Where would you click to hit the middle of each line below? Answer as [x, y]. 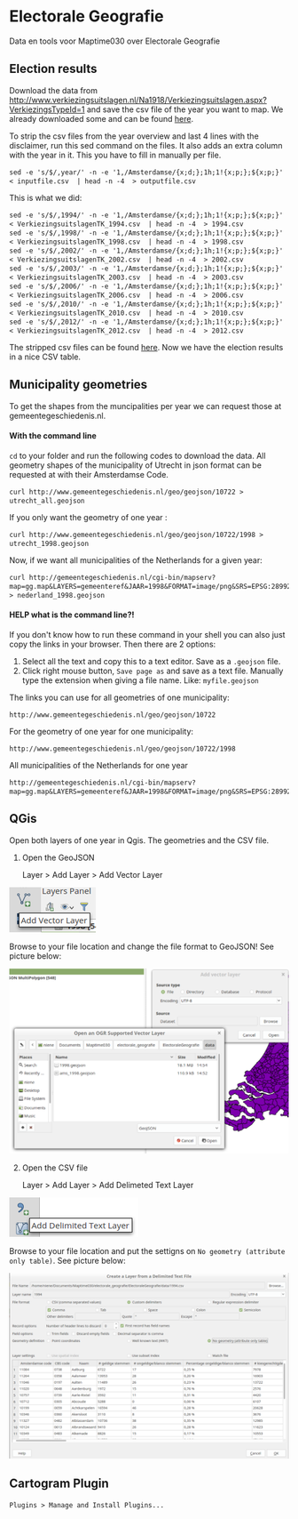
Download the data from [53, 90]
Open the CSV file [55, 1168]
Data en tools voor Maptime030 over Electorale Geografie [115, 41]
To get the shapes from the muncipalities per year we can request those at [145, 406]
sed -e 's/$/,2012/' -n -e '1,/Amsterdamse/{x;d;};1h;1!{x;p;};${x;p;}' [146, 322]
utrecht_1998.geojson [49, 543]
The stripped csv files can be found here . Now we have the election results [146, 347]
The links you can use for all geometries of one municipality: [120, 697]
